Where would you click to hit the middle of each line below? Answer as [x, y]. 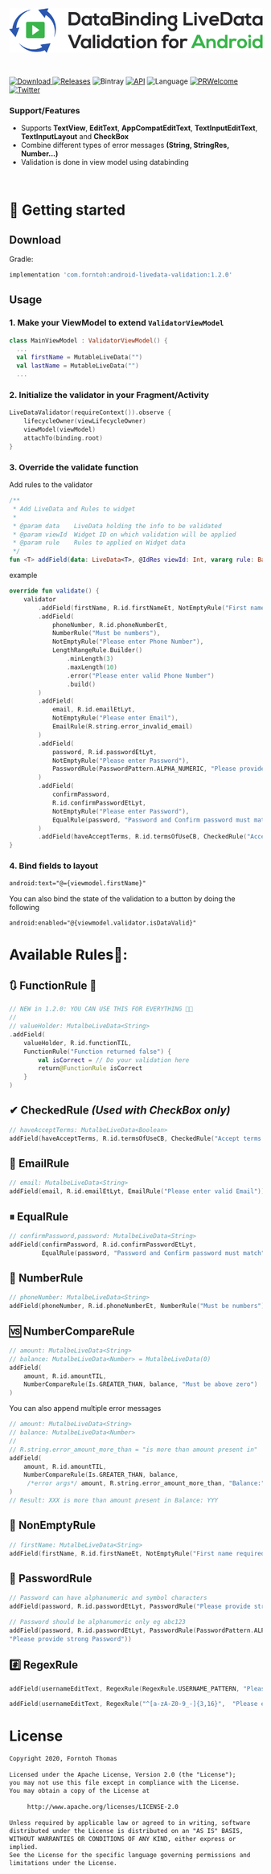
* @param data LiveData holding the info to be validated [117, 526]
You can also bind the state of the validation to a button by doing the [122, 899]
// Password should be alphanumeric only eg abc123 [97, 1622]
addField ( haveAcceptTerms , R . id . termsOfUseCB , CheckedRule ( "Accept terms [135, 1138]
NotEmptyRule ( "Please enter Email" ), [115, 718]
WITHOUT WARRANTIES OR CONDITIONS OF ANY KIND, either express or [123, 1839]
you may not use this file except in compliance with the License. [125, 1783]
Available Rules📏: [68, 955]
